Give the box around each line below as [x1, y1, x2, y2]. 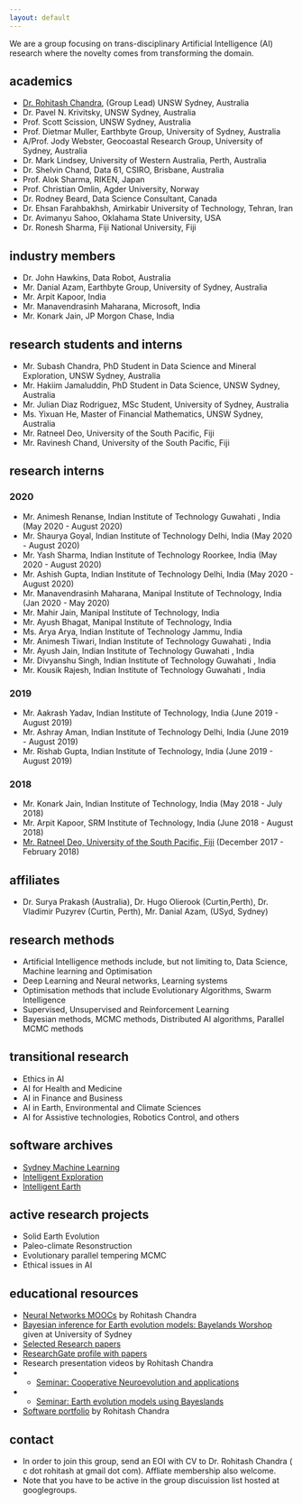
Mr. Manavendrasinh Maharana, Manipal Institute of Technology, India [22, 587, 282, 598]
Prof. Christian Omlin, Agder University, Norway [22, 184, 200, 195]
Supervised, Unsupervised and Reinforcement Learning [22, 1003, 230, 1015]
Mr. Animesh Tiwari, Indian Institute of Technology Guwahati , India [22, 635, 272, 646]
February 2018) [22, 846, 79, 857]
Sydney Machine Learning [22, 1161, 120, 1173]
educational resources [9, 1286, 139, 1301]
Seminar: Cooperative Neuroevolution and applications [35, 1377, 240, 1388]
